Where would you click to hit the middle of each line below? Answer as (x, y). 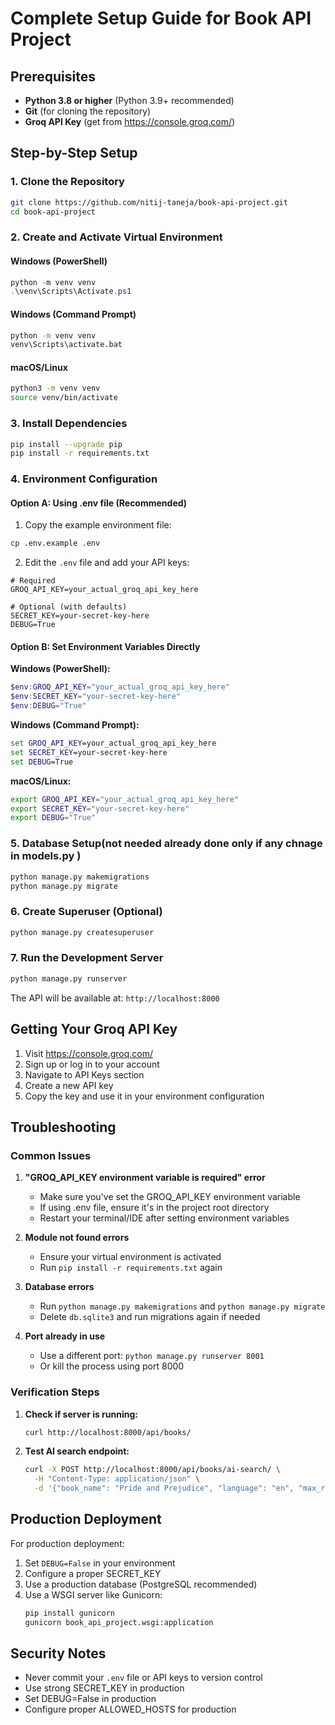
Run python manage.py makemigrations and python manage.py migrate (182, 1306)
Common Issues (51, 1155)
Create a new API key (69, 1085)
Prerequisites (53, 76)
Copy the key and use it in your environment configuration (144, 1096)
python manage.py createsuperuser (82, 932)
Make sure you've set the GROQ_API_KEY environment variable (170, 1197)
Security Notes (58, 1653)
